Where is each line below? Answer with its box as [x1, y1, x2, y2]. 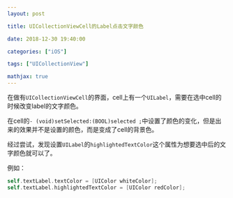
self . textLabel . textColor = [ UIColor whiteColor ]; [7, 178, 158, 185]
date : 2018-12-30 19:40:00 [7, 36, 86, 43]
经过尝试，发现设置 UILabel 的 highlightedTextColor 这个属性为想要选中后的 [7, 140, 220, 148]
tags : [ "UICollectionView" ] [7, 61, 89, 68]
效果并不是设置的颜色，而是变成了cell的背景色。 [19, 125, 158, 133]
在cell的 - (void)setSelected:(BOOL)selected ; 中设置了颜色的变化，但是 [7, 116, 216, 125]
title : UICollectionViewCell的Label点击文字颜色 [7, 22, 144, 30]
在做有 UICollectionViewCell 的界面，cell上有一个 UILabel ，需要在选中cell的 [7, 93, 222, 101]
